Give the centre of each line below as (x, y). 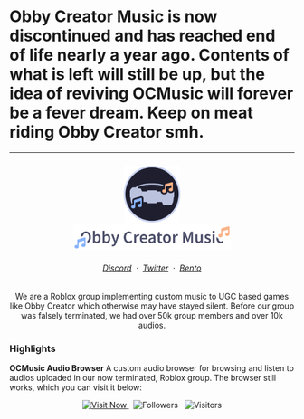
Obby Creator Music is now (114, 17)
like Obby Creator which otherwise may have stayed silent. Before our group (152, 306)
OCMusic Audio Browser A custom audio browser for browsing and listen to (152, 368)
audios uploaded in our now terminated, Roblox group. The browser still (143, 378)
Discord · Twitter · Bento (152, 268)
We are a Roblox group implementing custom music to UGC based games (152, 297)
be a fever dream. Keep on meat (131, 113)
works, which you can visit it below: (76, 387)
